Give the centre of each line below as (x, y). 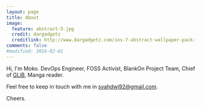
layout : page (23, 12)
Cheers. (16, 98)
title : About (23, 18)
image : (14, 23)
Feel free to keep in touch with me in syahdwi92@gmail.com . (82, 86)
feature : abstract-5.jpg (43, 29)
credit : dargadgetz (36, 34)
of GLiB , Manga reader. (35, 75)
